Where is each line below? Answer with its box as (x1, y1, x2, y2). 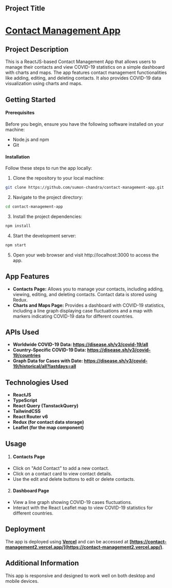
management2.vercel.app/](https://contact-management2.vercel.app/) (5, 544, 163, 550)
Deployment (5, 525, 46, 534)
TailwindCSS (12, 408, 41, 415)
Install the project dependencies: (12, 213, 83, 220)
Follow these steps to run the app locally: (5, 165, 92, 171)
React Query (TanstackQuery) (12, 403, 79, 409)
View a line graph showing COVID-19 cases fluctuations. (12, 499, 132, 505)
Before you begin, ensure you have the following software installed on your (5, 121, 164, 127)
